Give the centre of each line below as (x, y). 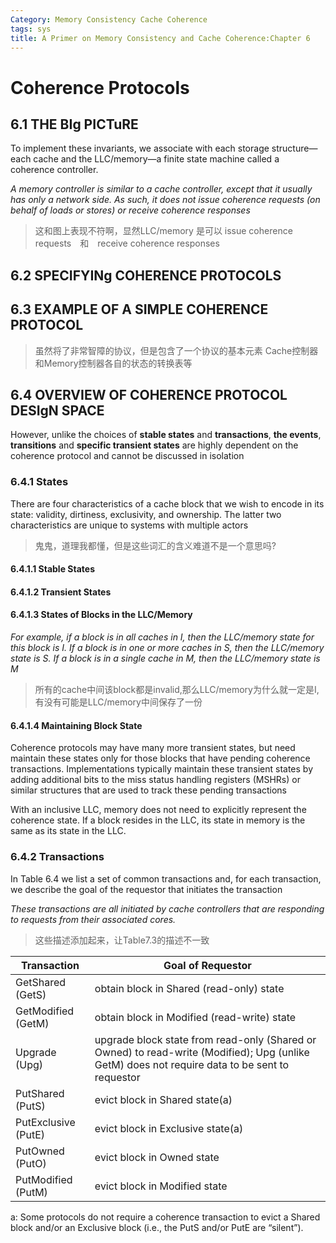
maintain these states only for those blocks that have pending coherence (160, 758)
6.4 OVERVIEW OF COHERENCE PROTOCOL (149, 394)
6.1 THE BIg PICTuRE (74, 124)
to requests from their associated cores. (93, 919)
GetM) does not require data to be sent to (192, 1064)
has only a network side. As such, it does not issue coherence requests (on (165, 200)
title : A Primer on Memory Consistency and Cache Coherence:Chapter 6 (160, 38)
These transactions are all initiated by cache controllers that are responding (167, 908)
